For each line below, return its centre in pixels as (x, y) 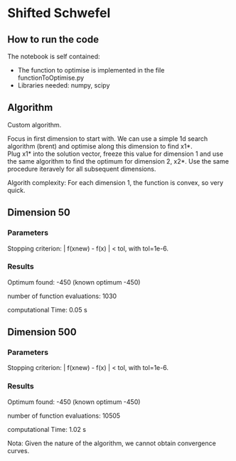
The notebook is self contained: (54, 56)
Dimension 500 (42, 332)
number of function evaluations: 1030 (62, 296)
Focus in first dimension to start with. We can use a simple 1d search (108, 138)
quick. (16, 190)
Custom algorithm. (34, 124)
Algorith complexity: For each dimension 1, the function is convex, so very (116, 182)
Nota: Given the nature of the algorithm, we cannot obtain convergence (112, 443)
